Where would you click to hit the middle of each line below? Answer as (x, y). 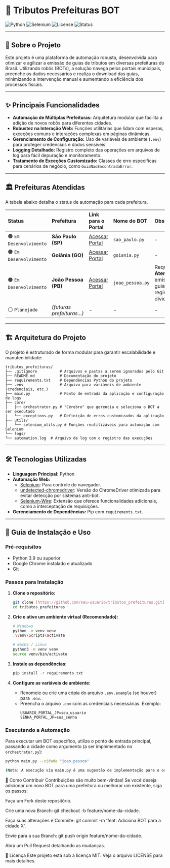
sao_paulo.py (129, 239)
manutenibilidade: (24, 358)
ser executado (20, 412)
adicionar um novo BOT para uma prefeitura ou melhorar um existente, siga (84, 785)
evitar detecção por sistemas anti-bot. (60, 495)
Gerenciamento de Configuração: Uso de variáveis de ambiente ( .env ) (87, 139)
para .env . (31, 698)
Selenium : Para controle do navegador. (60, 485)
